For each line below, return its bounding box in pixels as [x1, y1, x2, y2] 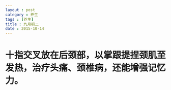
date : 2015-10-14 [5, 26, 44, 31]
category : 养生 [5, 12, 38, 17]
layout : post [5, 7, 36, 13]
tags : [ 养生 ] [5, 17, 34, 22]
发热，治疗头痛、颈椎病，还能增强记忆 [5, 62, 166, 74]
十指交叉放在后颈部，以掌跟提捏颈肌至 [5, 50, 166, 61]
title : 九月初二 [5, 21, 39, 27]
